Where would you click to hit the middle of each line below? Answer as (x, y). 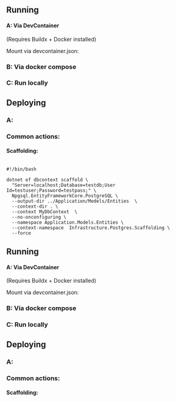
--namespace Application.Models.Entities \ (68, 222)
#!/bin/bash (21, 169)
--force (22, 233)
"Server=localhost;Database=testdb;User (64, 185)
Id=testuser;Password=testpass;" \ (51, 190)
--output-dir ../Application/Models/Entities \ (75, 201)
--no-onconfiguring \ (39, 217)
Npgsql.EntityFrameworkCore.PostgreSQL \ (65, 196)
